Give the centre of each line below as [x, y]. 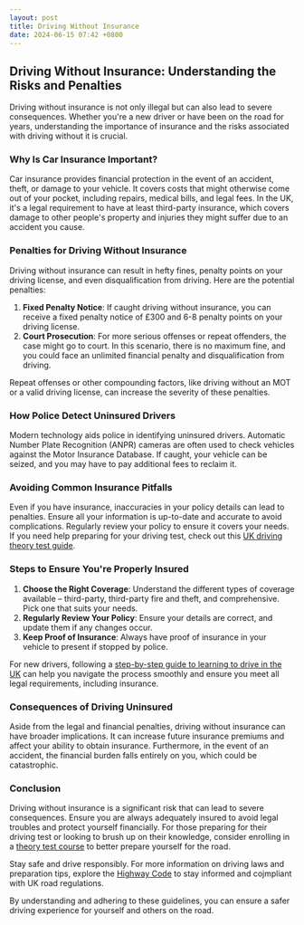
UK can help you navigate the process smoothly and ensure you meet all [144, 673]
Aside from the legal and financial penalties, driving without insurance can [147, 726]
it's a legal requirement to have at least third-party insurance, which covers [149, 208]
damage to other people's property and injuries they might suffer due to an [149, 217]
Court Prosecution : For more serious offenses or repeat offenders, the [154, 336]
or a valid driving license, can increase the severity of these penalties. [140, 392]
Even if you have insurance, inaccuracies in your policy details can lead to [147, 507]
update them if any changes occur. [87, 627]
